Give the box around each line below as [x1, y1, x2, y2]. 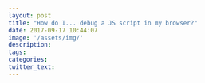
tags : [8, 48, 26, 56]
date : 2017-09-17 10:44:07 [8, 26, 98, 34]
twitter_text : [8, 63, 56, 71]
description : [8, 41, 52, 49]
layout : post [8, 11, 52, 20]
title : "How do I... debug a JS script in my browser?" [8, 19, 198, 27]
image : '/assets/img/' [8, 33, 84, 42]
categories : [8, 56, 48, 64]
